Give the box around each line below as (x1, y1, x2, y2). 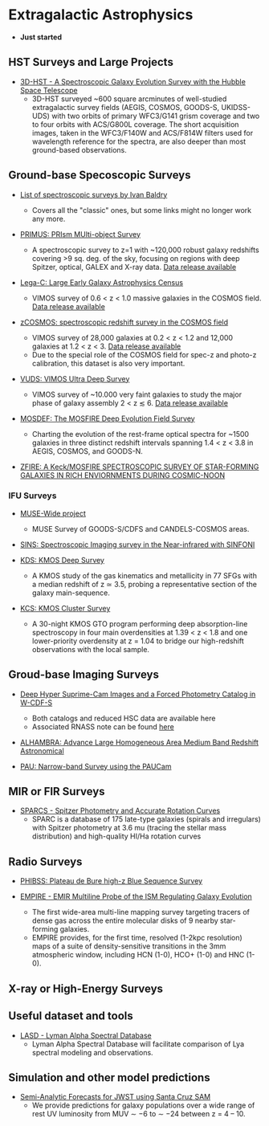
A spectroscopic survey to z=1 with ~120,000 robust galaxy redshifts (31, 245, 259, 255)
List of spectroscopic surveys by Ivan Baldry (19, 190, 168, 199)
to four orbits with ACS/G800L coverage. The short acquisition (31, 119, 239, 129)
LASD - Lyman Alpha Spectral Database (19, 1030, 152, 1040)
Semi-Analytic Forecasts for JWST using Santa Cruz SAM (19, 1092, 211, 1102)
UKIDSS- (221, 102, 251, 112)
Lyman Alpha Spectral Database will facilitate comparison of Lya (31, 1038, 245, 1049)
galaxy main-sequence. (31, 588, 110, 598)
